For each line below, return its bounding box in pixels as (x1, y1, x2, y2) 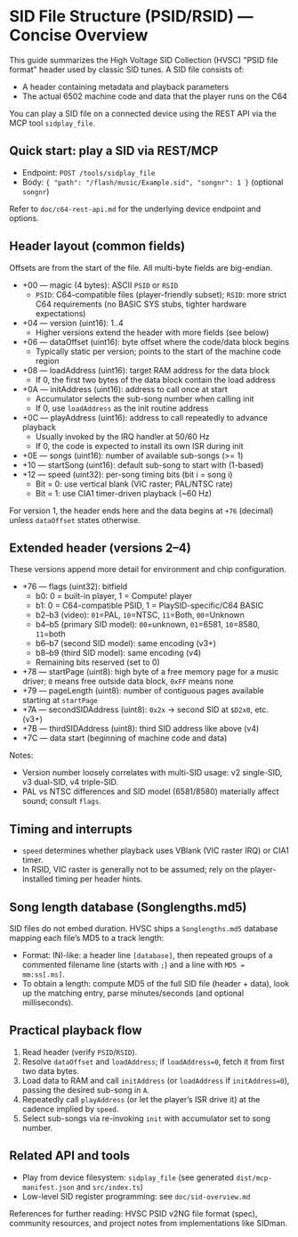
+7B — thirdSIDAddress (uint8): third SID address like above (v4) (21, 724, 260, 734)
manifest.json (21, 1183, 75, 1192)
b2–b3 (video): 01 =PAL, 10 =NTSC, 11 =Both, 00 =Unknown (35, 610, 245, 620)
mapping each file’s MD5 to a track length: (9, 933, 165, 943)
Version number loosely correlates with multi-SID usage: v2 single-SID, (21, 767, 283, 778)
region (35, 355, 60, 366)
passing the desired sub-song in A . (21, 1085, 149, 1095)
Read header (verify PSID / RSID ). (21, 1046, 138, 1057)
